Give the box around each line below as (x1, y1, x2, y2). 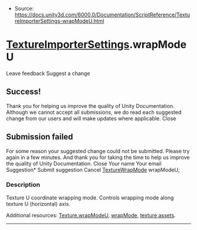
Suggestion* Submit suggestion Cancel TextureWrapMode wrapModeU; (6, 166, 180, 173)
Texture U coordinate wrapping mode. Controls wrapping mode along (6, 194, 174, 201)
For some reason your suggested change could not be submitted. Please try (6, 147, 190, 154)
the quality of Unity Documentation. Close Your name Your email (6, 160, 162, 167)
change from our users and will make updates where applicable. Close (6, 114, 176, 122)
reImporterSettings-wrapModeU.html (14, 18, 104, 24)
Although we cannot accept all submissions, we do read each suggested (6, 109, 182, 116)
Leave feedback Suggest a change (6, 70, 90, 77)
